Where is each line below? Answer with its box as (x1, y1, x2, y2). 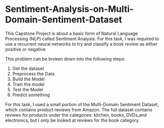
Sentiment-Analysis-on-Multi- (5, 3, 134, 15)
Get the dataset (12, 65, 44, 71)
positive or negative (5, 46, 46, 52)
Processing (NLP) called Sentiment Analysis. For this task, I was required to (5, 36, 160, 42)
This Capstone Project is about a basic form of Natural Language (5, 30, 138, 36)
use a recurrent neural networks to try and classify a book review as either (5, 41, 158, 47)
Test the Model (12, 86, 43, 92)
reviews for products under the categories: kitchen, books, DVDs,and (5, 112, 147, 118)
